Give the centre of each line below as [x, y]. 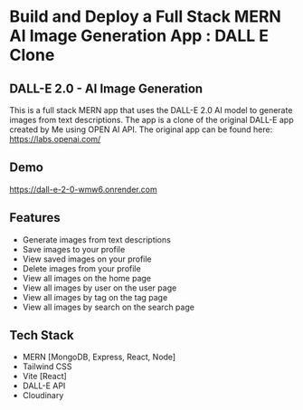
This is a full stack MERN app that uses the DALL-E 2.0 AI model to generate [151, 110]
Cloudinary [43, 396]
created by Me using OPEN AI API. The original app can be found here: [141, 129]
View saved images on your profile [87, 259]
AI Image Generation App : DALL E [139, 36]
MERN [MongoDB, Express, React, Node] [99, 357]
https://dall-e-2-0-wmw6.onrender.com [83, 189]
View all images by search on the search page [108, 307]
